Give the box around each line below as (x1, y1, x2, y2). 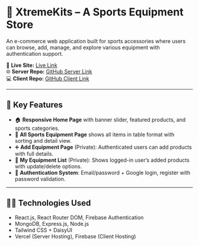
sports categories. (14, 124, 60, 132)
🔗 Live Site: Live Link (6, 62, 57, 69)
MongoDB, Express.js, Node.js (14, 220, 89, 227)
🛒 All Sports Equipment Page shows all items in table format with (14, 130, 175, 138)
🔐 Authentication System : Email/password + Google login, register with (14, 169, 191, 176)
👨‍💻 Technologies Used (6, 198, 91, 208)
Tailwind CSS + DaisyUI (14, 226, 73, 234)
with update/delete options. (14, 162, 82, 170)
